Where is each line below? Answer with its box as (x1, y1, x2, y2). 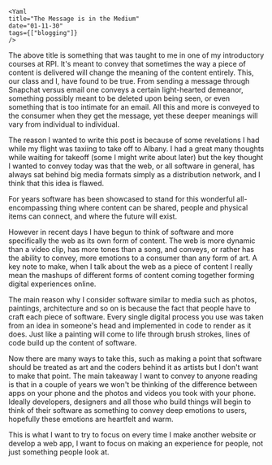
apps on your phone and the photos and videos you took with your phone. (8, 389, 257, 398)
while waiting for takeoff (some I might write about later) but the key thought (8, 153, 264, 162)
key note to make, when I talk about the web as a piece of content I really (8, 262, 253, 272)
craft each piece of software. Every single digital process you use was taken (8, 312, 264, 321)
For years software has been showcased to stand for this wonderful (8, 194, 235, 203)
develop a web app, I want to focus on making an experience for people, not (8, 439, 264, 448)
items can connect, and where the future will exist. (8, 211, 177, 221)
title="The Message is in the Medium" (8, 15, 140, 23)
